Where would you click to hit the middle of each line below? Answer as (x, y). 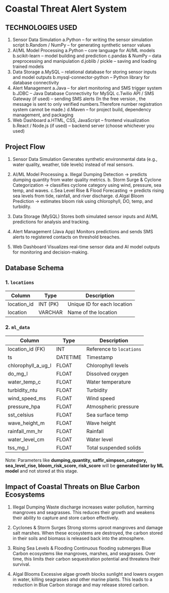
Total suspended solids (114, 447)
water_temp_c (24, 382)
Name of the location (92, 312)
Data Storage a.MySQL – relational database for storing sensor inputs (84, 72)
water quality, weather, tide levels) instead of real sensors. (73, 164)
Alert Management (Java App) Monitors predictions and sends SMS (83, 231)
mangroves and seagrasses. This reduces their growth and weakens (83, 512)
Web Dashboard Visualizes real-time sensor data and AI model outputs (86, 246)
